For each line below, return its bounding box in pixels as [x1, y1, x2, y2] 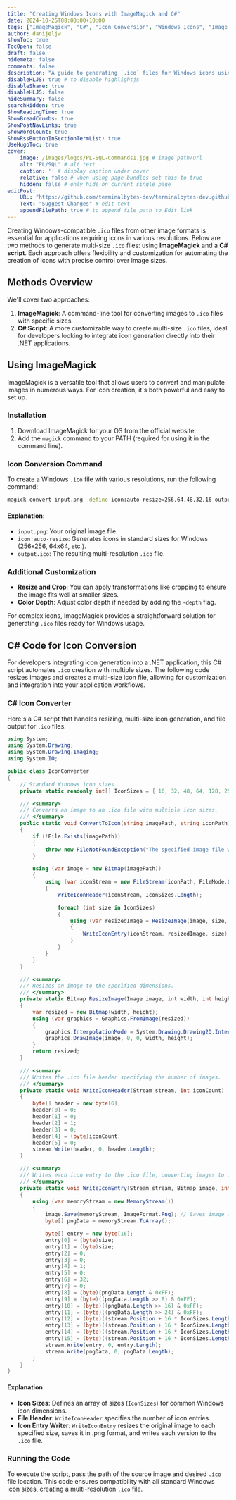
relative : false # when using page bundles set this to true [20, 174, 202, 181]
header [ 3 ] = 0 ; [32, 1126, 77, 1133]
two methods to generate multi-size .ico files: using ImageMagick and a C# [7, 241, 228, 249]
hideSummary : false [7, 96, 65, 103]
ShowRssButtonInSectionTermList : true [7, 135, 121, 142]
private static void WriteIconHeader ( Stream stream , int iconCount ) [20, 1086, 225, 1094]
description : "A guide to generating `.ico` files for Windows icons [7, 69, 216, 76]
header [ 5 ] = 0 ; [32, 1139, 77, 1146]
